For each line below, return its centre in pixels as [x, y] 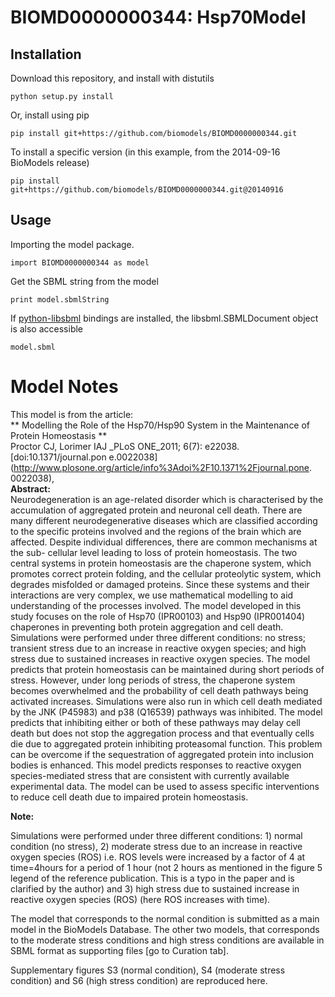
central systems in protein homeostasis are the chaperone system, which [161, 563]
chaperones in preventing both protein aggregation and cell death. [147, 627]
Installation [46, 54]
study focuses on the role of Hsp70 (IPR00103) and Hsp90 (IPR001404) [158, 616]
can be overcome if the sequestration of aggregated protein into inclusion [162, 754]
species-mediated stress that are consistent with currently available [150, 775]
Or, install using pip [50, 115]
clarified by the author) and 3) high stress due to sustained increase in [155, 888]
